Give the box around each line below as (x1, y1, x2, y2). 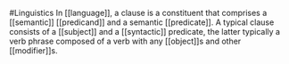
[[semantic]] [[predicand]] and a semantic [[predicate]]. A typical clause (9, 17, 275, 28)
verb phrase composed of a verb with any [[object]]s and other (9, 36, 242, 46)
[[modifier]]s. (9, 45, 58, 56)
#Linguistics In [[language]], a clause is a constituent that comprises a (9, 8, 268, 18)
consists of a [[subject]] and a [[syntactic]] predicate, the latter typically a (9, 27, 281, 36)
